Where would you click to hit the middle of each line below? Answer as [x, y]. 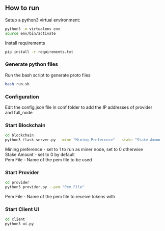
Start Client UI [22, 209]
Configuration [22, 97]
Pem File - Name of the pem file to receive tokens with [60, 196]
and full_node [19, 112]
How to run [22, 8]
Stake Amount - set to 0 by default [40, 154]
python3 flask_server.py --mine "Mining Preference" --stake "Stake [77, 140]
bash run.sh [17, 84]
